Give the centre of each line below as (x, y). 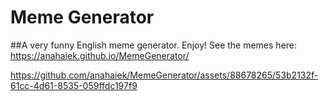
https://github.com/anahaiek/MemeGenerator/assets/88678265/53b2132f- (164, 75)
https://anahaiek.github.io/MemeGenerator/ (100, 55)
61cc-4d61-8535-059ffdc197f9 (74, 85)
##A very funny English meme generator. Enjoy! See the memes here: (154, 45)
